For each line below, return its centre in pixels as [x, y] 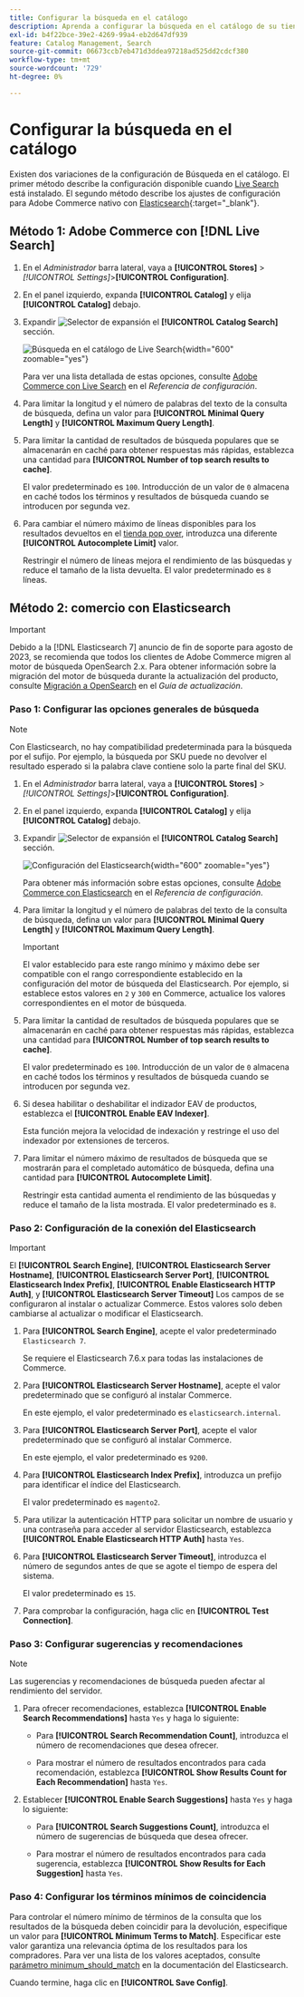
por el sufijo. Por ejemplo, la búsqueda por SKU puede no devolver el [138, 756]
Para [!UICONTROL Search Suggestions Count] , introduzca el [152, 1827]
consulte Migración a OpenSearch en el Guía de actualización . [126, 686]
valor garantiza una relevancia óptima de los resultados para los [128, 1945]
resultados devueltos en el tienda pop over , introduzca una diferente [150, 533]
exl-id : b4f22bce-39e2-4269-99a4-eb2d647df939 [99, 34]
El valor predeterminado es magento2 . [91, 1502]
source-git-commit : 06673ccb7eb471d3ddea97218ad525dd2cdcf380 [129, 52]
